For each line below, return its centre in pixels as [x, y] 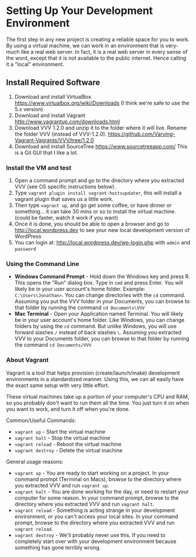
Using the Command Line [43, 264]
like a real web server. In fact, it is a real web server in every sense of [104, 51]
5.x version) [29, 109]
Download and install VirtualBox [53, 96]
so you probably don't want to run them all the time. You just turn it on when [97, 403]
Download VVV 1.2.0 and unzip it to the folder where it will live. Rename [101, 127]
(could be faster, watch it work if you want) [66, 218]
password [25, 250]
